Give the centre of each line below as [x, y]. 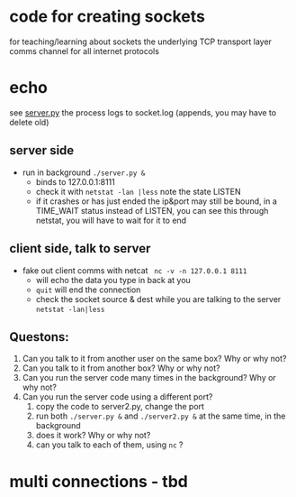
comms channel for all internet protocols [85, 51]
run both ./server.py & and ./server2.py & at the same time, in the [161, 416]
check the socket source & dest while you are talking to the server [158, 299]
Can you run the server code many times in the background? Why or [149, 378]
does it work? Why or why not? [93, 436]
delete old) [29, 122]
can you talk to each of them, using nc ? [109, 445]
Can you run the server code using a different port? [117, 397]
